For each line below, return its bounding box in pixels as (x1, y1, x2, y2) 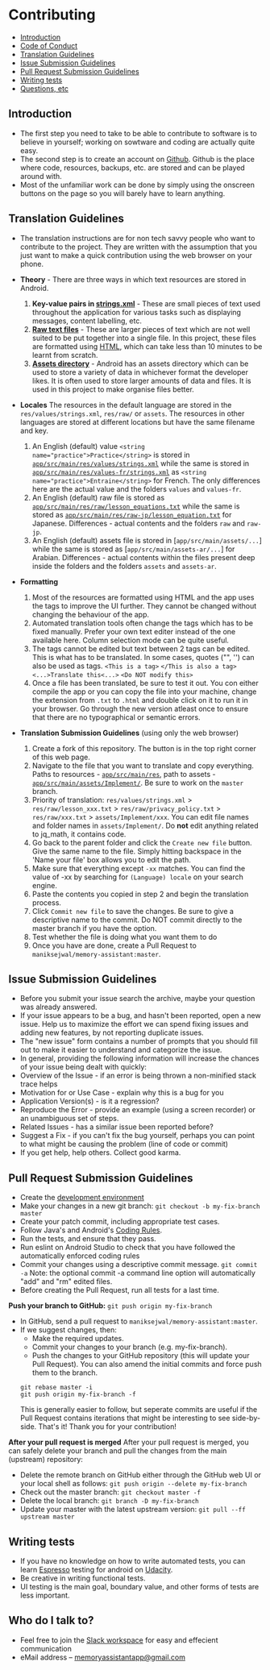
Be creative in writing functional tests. (19, 1573, 146, 1583)
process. (31, 897, 62, 908)
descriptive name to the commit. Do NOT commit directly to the (31, 915, 243, 924)
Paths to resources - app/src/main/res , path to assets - (31, 769, 216, 779)
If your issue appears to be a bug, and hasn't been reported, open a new (19, 1011, 261, 1020)
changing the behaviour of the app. (31, 609, 150, 619)
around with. (19, 171, 62, 181)
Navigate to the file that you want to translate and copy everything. (31, 760, 254, 771)
